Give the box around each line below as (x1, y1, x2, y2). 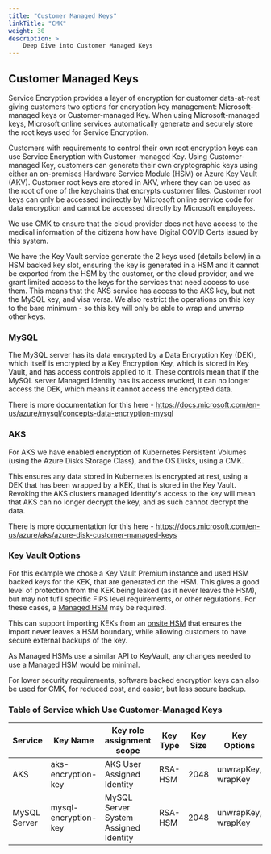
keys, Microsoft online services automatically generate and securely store (8, 119, 254, 128)
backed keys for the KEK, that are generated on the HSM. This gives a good (8, 576, 260, 586)
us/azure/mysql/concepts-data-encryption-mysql (8, 408, 173, 418)
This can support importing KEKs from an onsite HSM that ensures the (8, 618, 242, 628)
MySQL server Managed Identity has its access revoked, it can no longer (8, 376, 250, 386)
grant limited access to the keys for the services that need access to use (8, 277, 250, 287)
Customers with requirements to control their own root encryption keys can (8, 143, 258, 153)
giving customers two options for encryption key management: (8, 102, 218, 111)
